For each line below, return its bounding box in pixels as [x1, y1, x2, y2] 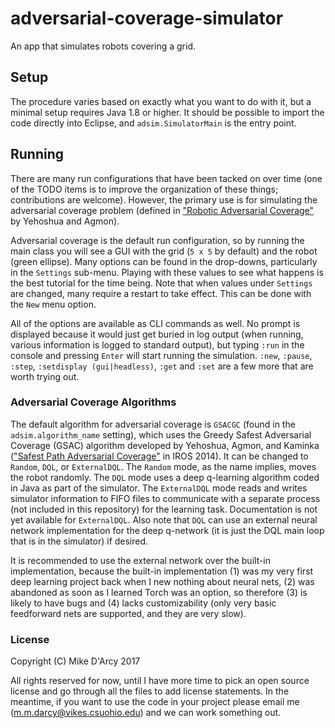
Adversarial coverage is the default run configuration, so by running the [10, 234, 305, 246]
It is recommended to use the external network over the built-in [10, 554, 272, 566]
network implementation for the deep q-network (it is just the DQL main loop [10, 524, 325, 536]
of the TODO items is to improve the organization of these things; [10, 183, 279, 195]
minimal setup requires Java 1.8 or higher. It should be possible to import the [10, 106, 325, 118]
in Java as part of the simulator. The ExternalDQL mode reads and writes [10, 482, 308, 494]
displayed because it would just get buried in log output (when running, [10, 328, 304, 340]
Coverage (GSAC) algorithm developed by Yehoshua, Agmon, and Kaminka [10, 439, 320, 451]
